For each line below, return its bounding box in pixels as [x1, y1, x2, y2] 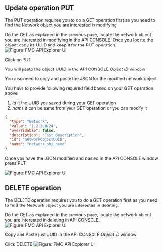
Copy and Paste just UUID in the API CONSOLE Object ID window [5, 231, 137, 237]
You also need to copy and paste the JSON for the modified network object [5, 75, 157, 81]
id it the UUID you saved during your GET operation [12, 100, 116, 106]
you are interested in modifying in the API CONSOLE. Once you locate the [5, 37, 153, 43]
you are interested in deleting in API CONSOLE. [5, 217, 100, 223]
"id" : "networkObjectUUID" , [9, 137, 67, 142]
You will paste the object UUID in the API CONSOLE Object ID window [5, 66, 146, 72]
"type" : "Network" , [9, 119, 49, 124]
